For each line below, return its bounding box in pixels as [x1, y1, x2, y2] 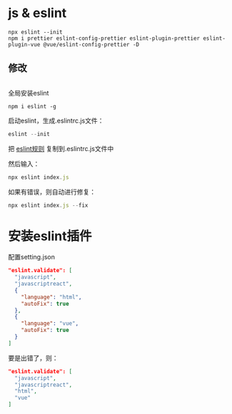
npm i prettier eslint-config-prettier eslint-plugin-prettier [8, 34, 201, 42]
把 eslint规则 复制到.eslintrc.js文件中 [8, 144, 114, 152]
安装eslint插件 [8, 228, 92, 244]
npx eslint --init [8, 29, 63, 36]
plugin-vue [8, 41, 41, 48]
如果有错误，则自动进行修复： [8, 187, 96, 196]
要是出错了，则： [8, 353, 59, 362]
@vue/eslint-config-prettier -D [43, 41, 140, 48]
